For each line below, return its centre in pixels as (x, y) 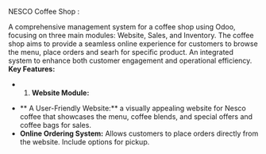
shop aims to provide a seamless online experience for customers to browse (133, 44)
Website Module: (60, 93)
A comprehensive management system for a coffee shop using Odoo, (122, 27)
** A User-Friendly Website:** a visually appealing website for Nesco (133, 108)
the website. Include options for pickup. (85, 142)
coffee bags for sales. (55, 125)
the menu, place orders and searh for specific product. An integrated (121, 52)
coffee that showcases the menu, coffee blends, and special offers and (136, 117)
